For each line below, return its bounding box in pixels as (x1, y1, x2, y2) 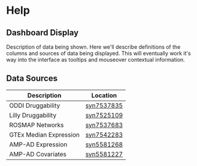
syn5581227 (85, 150, 123, 158)
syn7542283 (85, 130, 123, 138)
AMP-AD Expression (9, 140, 68, 149)
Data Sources (6, 73, 58, 84)
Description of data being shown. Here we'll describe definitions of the (6, 43, 181, 50)
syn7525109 (85, 111, 123, 119)
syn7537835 (85, 101, 123, 110)
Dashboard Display (6, 28, 79, 38)
